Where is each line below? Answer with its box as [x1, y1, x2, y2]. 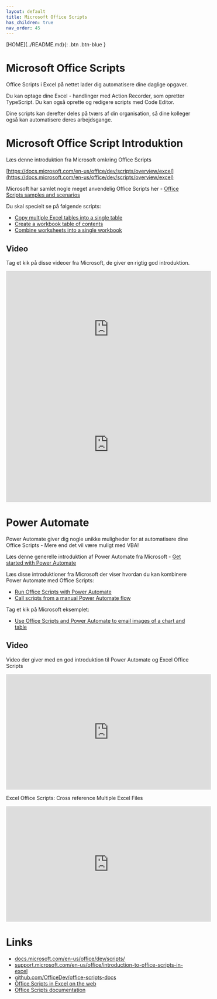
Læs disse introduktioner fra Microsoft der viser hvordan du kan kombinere [6, 571, 187, 578]
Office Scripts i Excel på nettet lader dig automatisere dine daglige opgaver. [6, 81, 188, 88]
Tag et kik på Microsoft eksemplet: [6, 606, 89, 613]
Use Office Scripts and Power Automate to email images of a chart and [14, 617, 185, 624]
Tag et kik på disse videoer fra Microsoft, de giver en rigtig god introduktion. [6, 259, 190, 266]
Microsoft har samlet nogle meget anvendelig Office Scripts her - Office [6, 185, 180, 193]
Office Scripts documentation [14, 986, 86, 993]
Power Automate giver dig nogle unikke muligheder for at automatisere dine [6, 535, 188, 542]
